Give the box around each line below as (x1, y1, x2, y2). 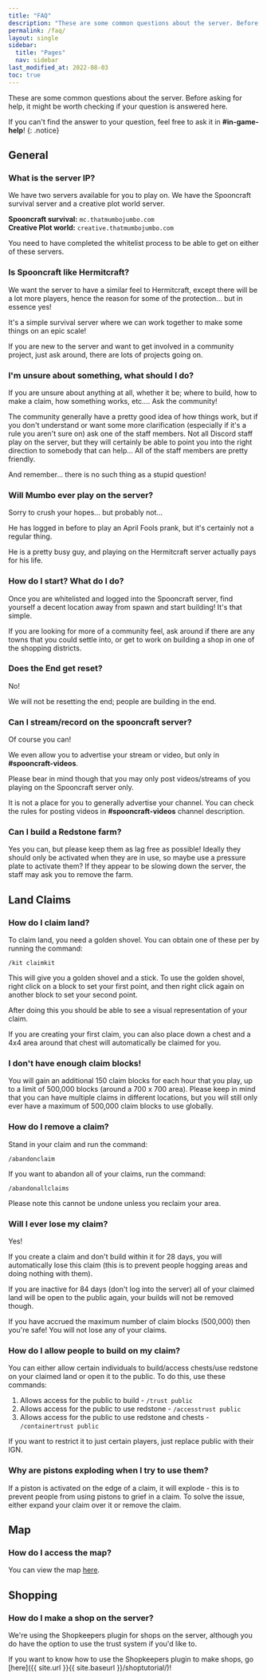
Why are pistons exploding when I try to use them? (8, 1465, 209, 1476)
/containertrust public (19, 1422, 100, 1431)
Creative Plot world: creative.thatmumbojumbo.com (8, 223, 174, 232)
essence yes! (8, 302, 52, 311)
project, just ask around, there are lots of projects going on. (8, 350, 203, 359)
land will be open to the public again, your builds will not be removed (8, 1292, 234, 1302)
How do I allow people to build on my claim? (8, 1345, 181, 1356)
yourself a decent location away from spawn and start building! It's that (8, 602, 242, 611)
